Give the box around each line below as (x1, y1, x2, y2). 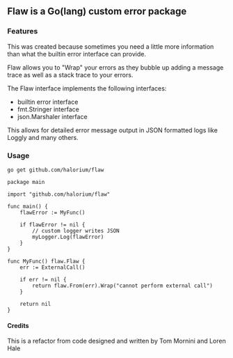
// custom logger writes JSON (32, 227, 120, 234)
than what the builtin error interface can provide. (7, 49, 146, 58)
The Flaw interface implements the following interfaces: (7, 84, 167, 93)
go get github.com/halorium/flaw (7, 166, 104, 173)
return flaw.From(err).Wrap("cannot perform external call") (32, 282, 214, 289)
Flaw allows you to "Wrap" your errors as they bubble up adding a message (7, 63, 224, 72)
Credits (7, 321, 29, 329)
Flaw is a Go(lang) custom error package (7, 6, 187, 17)
